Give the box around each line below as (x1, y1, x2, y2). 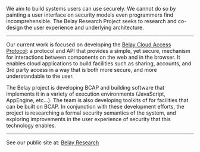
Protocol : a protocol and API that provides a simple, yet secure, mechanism (6, 47, 190, 54)
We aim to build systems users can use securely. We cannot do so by (6, 5, 176, 12)
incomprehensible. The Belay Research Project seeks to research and (6, 18, 177, 24)
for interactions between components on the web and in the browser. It (6, 53, 180, 61)
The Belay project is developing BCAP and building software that (6, 84, 165, 91)
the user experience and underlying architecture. (24, 24, 145, 31)
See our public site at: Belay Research (6, 139, 99, 146)
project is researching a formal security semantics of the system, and (6, 109, 177, 116)
